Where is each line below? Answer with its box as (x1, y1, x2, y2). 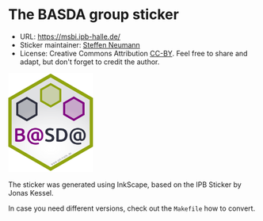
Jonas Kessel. (8, 188, 54, 197)
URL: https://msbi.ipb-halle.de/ (19, 32, 121, 41)
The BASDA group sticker (8, 6, 180, 24)
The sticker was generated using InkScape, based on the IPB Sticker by (8, 180, 242, 189)
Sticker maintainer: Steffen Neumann (19, 40, 140, 49)
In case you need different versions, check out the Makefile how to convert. (8, 204, 256, 213)
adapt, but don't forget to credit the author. (19, 57, 160, 67)
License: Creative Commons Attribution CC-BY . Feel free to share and (19, 48, 248, 58)
